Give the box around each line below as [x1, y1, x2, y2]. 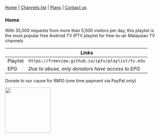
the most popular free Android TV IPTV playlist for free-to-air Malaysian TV [5, 33, 155, 39]
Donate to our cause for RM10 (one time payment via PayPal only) [5, 78, 137, 84]
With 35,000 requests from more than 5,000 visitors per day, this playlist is [5, 28, 154, 33]
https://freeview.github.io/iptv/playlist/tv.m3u [28, 58, 145, 64]
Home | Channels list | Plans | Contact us [5, 5, 87, 10]
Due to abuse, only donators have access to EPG [28, 65, 141, 72]
